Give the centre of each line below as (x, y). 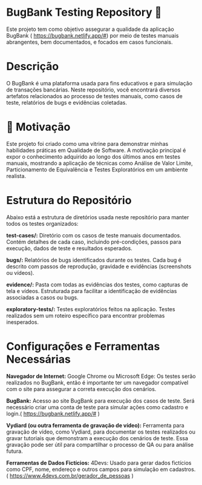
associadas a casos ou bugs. (42, 297)
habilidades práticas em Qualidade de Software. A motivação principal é (96, 150)
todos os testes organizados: (42, 223)
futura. (15, 451)
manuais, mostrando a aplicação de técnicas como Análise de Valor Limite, (99, 163)
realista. (16, 176)
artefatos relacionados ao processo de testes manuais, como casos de (94, 96)
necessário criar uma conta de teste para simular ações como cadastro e (97, 407)
